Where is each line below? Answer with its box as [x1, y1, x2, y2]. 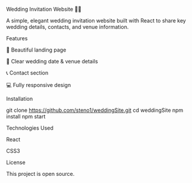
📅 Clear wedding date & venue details [6, 58, 98, 65]
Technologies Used [6, 124, 53, 131]
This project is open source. [6, 171, 75, 177]
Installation [6, 95, 33, 102]
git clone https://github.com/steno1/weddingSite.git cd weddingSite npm [6, 107, 184, 114]
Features [6, 35, 28, 41]
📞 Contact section [6, 69, 49, 76]
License [6, 159, 26, 166]
